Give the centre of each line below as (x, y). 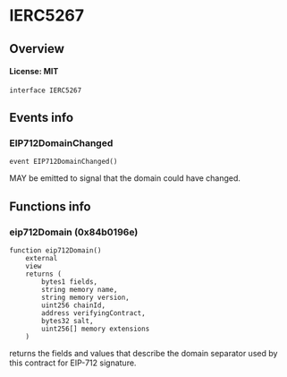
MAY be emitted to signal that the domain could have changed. (125, 178)
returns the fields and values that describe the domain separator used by (143, 354)
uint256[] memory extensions (96, 329)
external (42, 259)
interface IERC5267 (46, 90)
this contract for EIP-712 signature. (73, 363)
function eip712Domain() (55, 251)
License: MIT (34, 72)
